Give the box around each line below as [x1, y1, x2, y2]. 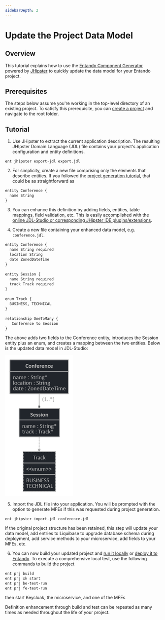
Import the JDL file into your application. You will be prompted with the [12, 501, 156, 507]
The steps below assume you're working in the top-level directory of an [5, 100, 150, 106]
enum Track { [5, 297, 32, 302]
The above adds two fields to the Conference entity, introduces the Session [5, 335, 159, 341]
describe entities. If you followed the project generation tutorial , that [12, 173, 151, 179]
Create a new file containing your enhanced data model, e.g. [12, 227, 135, 233]
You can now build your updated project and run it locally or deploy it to [12, 550, 158, 556]
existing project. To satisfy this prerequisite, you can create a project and [5, 106, 153, 112]
